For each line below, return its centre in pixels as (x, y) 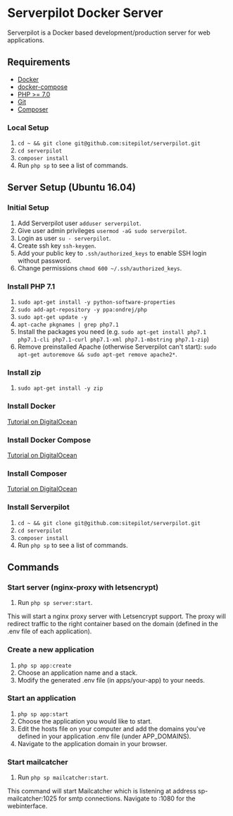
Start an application (42, 698)
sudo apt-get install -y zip (60, 389)
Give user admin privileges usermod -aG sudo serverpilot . (102, 230)
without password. (44, 260)
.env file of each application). (50, 631)
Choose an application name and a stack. (77, 673)
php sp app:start (43, 714)
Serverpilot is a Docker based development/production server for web (109, 32)
